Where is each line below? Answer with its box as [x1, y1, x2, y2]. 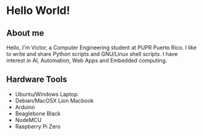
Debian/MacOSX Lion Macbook [15, 97, 94, 104]
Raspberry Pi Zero [15, 123, 61, 130]
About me [6, 28, 44, 38]
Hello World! [6, 4, 70, 18]
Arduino [15, 103, 35, 110]
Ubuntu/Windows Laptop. [15, 90, 79, 98]
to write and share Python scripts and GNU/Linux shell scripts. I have [6, 50, 178, 58]
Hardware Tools [6, 74, 68, 85]
